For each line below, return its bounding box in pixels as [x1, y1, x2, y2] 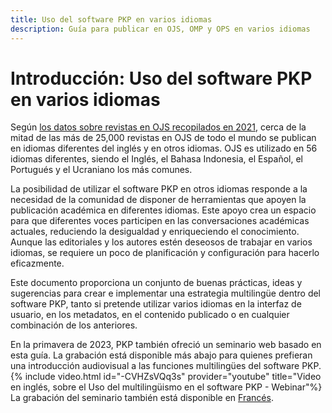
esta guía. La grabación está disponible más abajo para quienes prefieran [10, 349, 313, 361]
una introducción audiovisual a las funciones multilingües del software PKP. [10, 360, 322, 372]
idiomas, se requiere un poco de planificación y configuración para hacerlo [10, 247, 320, 259]
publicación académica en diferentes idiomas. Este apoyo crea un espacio [10, 204, 317, 216]
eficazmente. [10, 257, 65, 270]
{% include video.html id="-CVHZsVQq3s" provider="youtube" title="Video [10, 371, 322, 383]
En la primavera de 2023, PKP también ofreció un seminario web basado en [10, 339, 322, 351]
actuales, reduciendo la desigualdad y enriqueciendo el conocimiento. [10, 226, 300, 238]
